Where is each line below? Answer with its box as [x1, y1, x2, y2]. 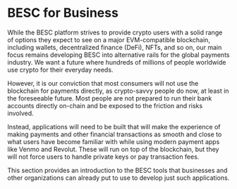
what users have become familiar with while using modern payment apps [7, 137, 220, 145]
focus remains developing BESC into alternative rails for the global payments [7, 51, 230, 59]
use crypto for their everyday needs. [7, 65, 114, 74]
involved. [7, 109, 34, 117]
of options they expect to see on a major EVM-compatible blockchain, [7, 35, 210, 44]
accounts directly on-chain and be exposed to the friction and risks [7, 101, 203, 110]
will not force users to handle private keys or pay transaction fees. [7, 152, 200, 161]
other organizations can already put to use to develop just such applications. [7, 174, 230, 182]
